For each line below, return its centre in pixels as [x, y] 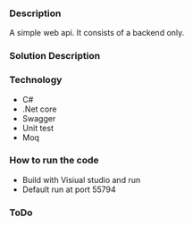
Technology [36, 80]
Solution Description [55, 56]
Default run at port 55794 [69, 189]
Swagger [39, 118]
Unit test [38, 128]
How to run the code [55, 161]
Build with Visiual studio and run [81, 179]
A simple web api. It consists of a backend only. [97, 33]
